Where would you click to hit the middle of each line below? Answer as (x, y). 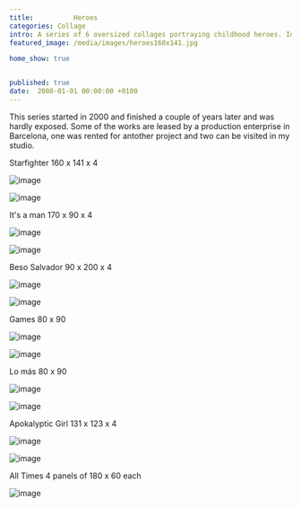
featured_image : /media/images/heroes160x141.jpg (104, 43)
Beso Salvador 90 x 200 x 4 (60, 267)
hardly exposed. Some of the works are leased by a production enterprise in (150, 126)
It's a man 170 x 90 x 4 (51, 214)
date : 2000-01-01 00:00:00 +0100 (74, 92)
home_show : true (39, 59)
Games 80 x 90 (38, 319)
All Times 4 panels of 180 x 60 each (75, 476)
